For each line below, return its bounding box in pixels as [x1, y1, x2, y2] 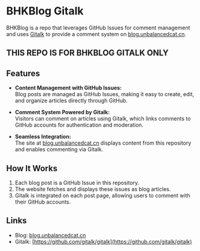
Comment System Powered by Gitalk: [14, 109, 110, 116]
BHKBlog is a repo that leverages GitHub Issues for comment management [6, 24, 190, 31]
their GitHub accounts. [14, 198, 71, 205]
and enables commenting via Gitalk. [14, 146, 104, 153]
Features [6, 68, 40, 79]
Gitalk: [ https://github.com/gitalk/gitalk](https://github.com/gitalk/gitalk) [14, 238, 192, 245]
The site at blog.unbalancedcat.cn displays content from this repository [14, 139, 192, 147]
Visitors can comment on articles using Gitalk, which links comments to [14, 115, 191, 122]
